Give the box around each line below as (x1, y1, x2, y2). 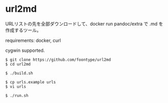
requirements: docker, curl (5, 37, 61, 44)
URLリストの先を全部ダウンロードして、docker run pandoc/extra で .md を (5, 20, 163, 27)
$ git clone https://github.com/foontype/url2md (5, 57, 111, 62)
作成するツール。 (5, 27, 41, 33)
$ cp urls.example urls (5, 79, 56, 85)
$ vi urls (5, 84, 27, 89)
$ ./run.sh (5, 93, 29, 98)
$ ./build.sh (5, 70, 33, 76)
